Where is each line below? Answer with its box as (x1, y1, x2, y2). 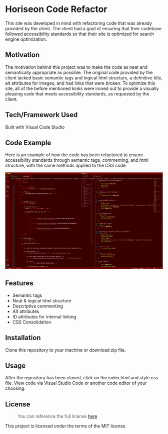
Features (5, 279, 33, 287)
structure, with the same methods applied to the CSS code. (5, 162, 127, 169)
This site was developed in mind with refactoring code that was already (5, 20, 152, 26)
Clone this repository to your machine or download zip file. (5, 347, 126, 353)
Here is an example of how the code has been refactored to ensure (5, 152, 143, 158)
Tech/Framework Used (5, 111, 78, 119)
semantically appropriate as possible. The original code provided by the (5, 69, 153, 75)
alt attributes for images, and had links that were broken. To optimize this (5, 80, 155, 86)
